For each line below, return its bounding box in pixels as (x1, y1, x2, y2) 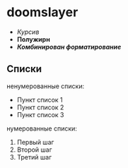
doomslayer (6, 4, 78, 20)
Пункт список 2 (16, 103, 64, 112)
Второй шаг (16, 145, 52, 154)
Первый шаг (16, 138, 54, 146)
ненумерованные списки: (6, 82, 85, 90)
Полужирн (16, 35, 50, 43)
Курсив (16, 28, 40, 36)
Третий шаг (16, 152, 52, 161)
